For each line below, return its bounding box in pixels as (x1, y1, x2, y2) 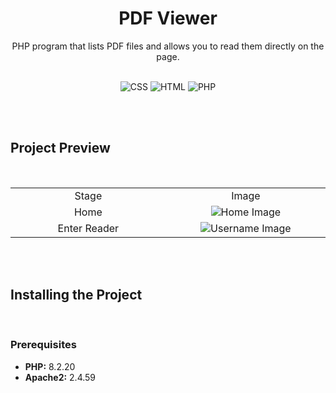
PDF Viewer (118, 7, 218, 30)
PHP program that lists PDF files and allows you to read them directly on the (11, 40, 325, 52)
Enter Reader (57, 221, 120, 235)
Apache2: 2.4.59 (24, 371, 97, 383)
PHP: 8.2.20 (24, 360, 76, 372)
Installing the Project (10, 287, 143, 304)
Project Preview (10, 140, 111, 157)
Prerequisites (10, 338, 77, 352)
